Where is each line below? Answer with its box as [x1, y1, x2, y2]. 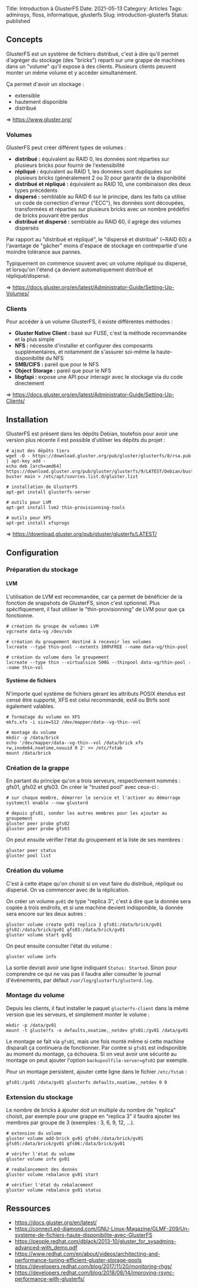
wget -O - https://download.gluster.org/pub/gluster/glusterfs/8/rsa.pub [6, 453, 192, 459]
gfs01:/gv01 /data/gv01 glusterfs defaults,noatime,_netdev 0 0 [6, 1079, 167, 1085]
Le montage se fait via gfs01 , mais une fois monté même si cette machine [6, 1038, 184, 1045]
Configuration [6, 548, 59, 558]
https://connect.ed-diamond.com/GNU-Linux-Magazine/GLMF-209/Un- [14, 1225, 190, 1232]
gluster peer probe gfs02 [6, 821, 70, 827]
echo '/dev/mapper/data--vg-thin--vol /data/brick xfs [6, 740, 144, 746]
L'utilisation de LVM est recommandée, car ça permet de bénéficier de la [6, 593, 183, 600]
